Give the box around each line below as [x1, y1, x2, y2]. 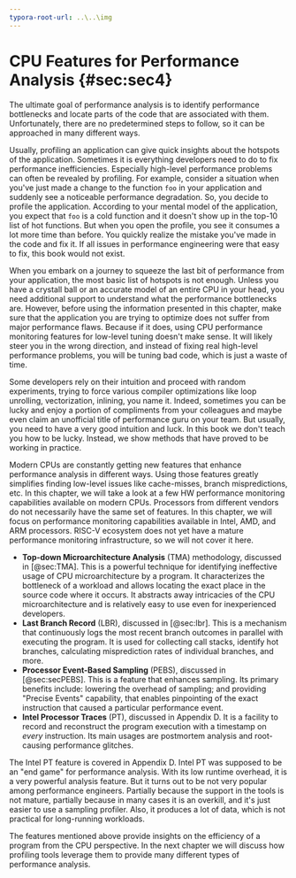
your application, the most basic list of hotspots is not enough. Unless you [9, 274, 279, 285]
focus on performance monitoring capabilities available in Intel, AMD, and [9, 515, 277, 527]
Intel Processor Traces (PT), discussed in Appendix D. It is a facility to [21, 712, 278, 722]
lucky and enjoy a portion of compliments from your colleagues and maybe [9, 404, 283, 415]
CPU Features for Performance [9, 50, 240, 71]
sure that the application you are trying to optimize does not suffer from [9, 312, 269, 323]
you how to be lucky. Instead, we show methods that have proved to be [9, 433, 269, 443]
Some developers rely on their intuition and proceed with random [9, 376, 247, 387]
